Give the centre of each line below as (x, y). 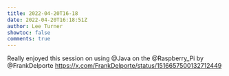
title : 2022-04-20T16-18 (43, 13)
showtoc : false (29, 33)
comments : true (29, 39)
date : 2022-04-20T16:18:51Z (47, 20)
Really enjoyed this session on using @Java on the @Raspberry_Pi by (106, 58)
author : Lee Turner (35, 26)
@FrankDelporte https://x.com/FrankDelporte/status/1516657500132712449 (115, 66)
